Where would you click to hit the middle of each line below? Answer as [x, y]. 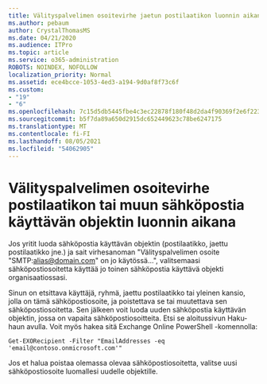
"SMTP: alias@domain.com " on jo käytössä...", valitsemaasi [104, 261]
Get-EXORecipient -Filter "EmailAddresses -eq [87, 341]
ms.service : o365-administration [64, 60]
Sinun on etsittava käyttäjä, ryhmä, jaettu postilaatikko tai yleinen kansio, [127, 293]
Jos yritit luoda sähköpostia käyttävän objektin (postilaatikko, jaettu [118, 244]
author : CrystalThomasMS [49, 30]
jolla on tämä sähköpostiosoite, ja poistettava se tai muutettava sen [118, 301]
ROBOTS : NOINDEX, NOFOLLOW [53, 68]
